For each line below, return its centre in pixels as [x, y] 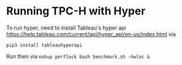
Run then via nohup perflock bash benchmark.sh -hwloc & [78, 56]
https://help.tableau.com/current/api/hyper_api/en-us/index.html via [91, 34]
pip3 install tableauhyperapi [44, 45]
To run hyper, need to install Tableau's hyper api [66, 28]
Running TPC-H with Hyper [76, 11]
